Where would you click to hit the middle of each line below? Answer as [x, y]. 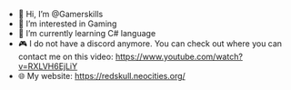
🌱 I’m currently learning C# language [87, 33]
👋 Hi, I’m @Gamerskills [60, 14]
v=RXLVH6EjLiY [48, 66]
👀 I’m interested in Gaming [67, 24]
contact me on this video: [65, 56]
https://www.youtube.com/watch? [179, 56]
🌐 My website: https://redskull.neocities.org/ [102, 76]
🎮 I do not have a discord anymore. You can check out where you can [150, 44]
